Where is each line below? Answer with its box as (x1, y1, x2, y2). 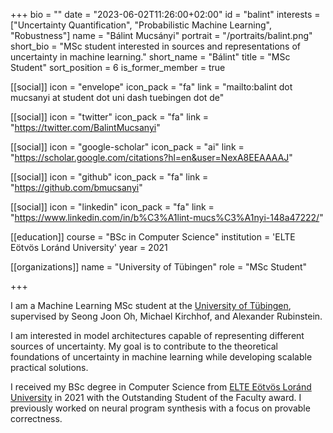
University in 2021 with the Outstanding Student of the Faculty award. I (10, 392, 302, 403)
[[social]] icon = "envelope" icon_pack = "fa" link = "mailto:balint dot (10, 81, 293, 93)
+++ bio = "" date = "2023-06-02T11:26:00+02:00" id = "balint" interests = (10, 9, 321, 20)
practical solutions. (10, 362, 89, 373)
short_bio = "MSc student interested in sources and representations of (10, 40, 301, 52)
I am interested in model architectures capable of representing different (10, 330, 305, 341)
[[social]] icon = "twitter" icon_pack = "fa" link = (10, 111, 210, 123)
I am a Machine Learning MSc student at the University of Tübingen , (10, 300, 292, 311)
